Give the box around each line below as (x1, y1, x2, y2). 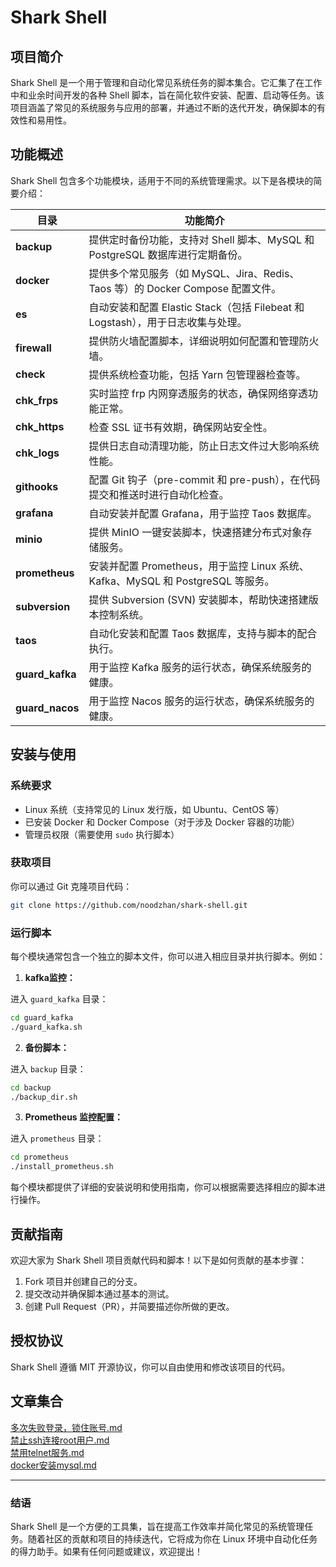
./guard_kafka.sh (10, 1022, 83, 1032)
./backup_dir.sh (10, 1092, 78, 1102)
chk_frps (15, 393, 59, 407)
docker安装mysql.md (10, 1459, 97, 1471)
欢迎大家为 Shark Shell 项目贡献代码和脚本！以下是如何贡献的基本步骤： (10, 1254, 308, 1266)
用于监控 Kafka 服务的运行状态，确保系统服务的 (88, 660, 312, 674)
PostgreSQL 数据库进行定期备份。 (88, 247, 248, 261)
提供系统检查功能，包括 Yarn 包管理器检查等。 (88, 367, 307, 381)
